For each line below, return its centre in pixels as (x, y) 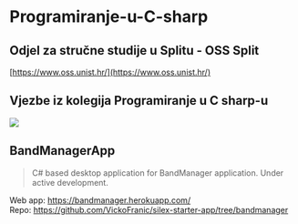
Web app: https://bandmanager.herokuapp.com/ (100, 200)
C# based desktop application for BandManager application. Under (158, 173)
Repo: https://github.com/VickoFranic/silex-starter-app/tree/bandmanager (149, 209)
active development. (70, 182)
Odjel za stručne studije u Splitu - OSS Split (134, 51)
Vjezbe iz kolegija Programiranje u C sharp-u (139, 101)
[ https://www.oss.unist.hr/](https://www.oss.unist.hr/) (110, 72)
